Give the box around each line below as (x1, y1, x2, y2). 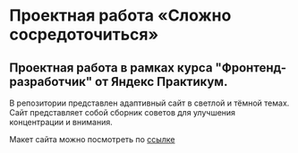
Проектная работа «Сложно (9, 5, 232, 26)
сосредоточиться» (9, 24, 159, 45)
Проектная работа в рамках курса (9, 60, 213, 75)
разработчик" (9, 73, 93, 89)
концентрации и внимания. (9, 117, 114, 127)
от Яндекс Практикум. (95, 73, 228, 89)
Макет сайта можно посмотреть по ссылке (9, 134, 175, 144)
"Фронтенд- (215, 60, 287, 75)
